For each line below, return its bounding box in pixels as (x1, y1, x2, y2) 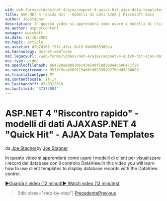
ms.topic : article (5, 40, 43, 45)
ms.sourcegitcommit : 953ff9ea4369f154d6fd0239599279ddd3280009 (5, 68, 139, 73)
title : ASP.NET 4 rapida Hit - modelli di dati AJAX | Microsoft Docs (5, 12, 155, 17)
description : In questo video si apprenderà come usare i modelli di (5, 21, 153, 26)
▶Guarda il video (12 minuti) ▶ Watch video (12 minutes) (5, 181, 120, 187)
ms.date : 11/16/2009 (5, 35, 48, 40)
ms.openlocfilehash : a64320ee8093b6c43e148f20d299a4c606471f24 (5, 63, 139, 68)
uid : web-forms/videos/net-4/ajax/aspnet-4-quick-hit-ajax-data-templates (5, 7, 164, 12)
